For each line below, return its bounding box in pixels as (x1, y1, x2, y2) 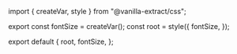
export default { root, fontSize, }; (8, 37, 114, 46)
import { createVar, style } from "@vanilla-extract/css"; (8, 7, 187, 16)
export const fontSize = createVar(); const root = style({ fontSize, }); (8, 22, 231, 31)
